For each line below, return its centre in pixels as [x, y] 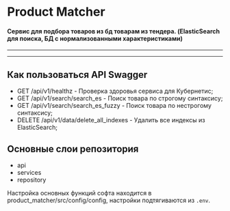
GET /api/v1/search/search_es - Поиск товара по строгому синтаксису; [120, 98]
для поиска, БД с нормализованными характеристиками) [95, 38]
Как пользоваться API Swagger [77, 75]
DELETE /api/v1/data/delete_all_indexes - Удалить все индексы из [111, 120]
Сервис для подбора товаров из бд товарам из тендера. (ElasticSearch [114, 31]
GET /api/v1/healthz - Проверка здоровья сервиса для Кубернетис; [115, 91]
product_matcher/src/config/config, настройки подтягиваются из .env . [109, 200]
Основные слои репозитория [73, 149]
